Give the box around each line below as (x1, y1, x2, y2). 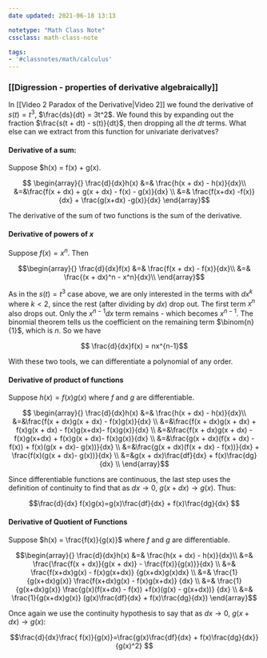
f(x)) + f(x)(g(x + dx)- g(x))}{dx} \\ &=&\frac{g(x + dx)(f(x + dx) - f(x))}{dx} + (9, 442, 260, 452)
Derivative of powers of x (8, 229, 94, 238)
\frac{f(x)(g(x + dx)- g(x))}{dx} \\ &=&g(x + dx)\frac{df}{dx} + (11, 451, 214, 461)
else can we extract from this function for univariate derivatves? (8, 127, 219, 137)
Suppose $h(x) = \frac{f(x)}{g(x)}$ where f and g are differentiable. (8, 535, 230, 544)
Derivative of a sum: (8, 145, 78, 154)
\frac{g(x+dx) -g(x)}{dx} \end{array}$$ (81, 195, 210, 205)
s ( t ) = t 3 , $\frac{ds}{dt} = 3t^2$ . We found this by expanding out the (8, 109, 234, 120)
